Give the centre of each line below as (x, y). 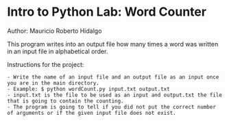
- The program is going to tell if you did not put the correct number (111, 107)
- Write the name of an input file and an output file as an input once (113, 77)
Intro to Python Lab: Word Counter (107, 12)
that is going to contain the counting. (66, 101)
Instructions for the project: (46, 64)
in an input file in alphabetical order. (58, 51)
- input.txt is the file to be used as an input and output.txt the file (115, 95)
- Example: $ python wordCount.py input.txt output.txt (88, 89)
